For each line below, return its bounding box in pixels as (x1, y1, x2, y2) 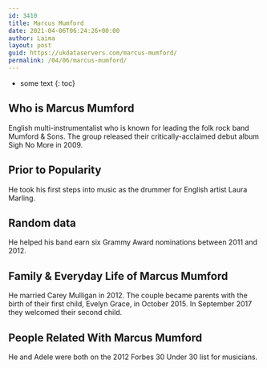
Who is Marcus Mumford (8, 102, 135, 115)
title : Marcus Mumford (8, 19, 84, 27)
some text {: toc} (19, 78, 76, 88)
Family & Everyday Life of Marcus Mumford (8, 269, 229, 283)
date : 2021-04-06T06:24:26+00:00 (8, 26, 120, 34)
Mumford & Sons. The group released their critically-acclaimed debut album (8, 131, 259, 141)
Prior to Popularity (8, 164, 102, 177)
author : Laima (8, 34, 56, 42)
